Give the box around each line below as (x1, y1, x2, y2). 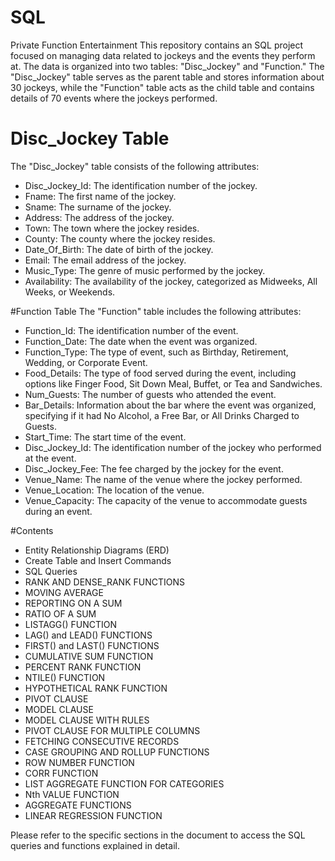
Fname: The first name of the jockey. (24, 190, 177, 202)
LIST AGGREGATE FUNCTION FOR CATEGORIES (24, 777, 225, 790)
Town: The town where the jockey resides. (24, 222, 200, 234)
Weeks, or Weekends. (24, 286, 116, 298)
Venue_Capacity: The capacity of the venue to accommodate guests (24, 494, 308, 506)
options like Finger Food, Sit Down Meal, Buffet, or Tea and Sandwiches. (24, 377, 323, 390)
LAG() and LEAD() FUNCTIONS (24, 629, 153, 641)
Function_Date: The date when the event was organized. (24, 335, 258, 347)
